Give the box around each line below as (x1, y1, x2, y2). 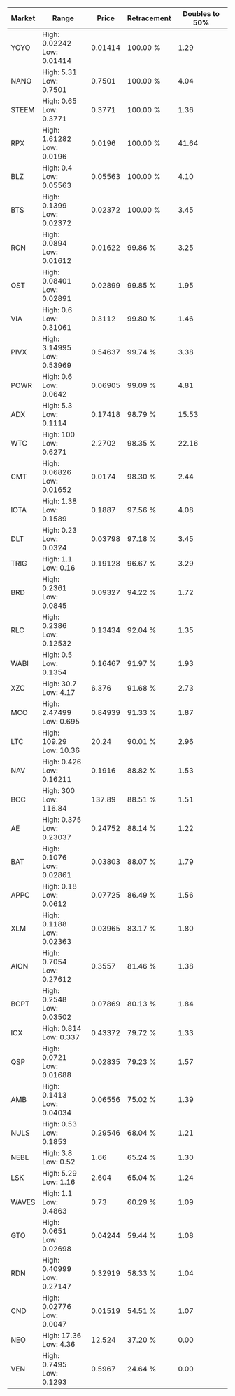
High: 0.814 (41, 1024, 82, 1033)
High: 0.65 (41, 96, 77, 106)
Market (10, 13, 36, 23)
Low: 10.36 (41, 745, 80, 755)
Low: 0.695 (41, 717, 80, 726)
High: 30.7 (41, 679, 77, 689)
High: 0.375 (41, 815, 82, 824)
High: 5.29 (41, 1169, 77, 1178)
